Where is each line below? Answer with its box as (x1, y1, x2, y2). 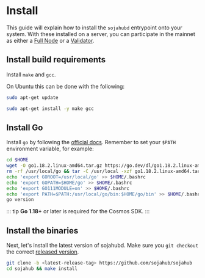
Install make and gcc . (6, 71, 56, 78)
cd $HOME (6, 157, 29, 163)
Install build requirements (6, 54, 106, 65)
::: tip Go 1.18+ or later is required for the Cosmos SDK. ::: (6, 208, 150, 215)
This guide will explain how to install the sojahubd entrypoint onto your (6, 24, 182, 31)
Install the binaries (6, 225, 79, 236)
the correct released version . (6, 248, 79, 255)
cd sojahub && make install (6, 266, 78, 272)
